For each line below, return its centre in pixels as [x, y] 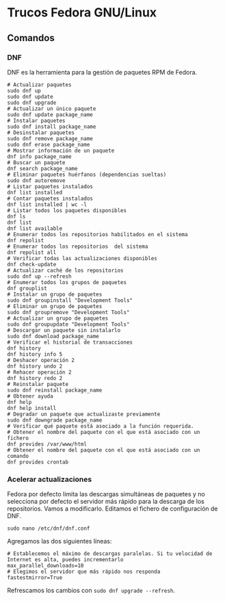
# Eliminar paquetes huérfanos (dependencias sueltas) [87, 175]
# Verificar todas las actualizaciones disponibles [82, 258]
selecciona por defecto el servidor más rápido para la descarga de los [106, 502]
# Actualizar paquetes [39, 85]
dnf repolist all [32, 252]
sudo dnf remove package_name [50, 138]
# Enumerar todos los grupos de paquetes [67, 282]
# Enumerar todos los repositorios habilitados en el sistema [97, 234]
